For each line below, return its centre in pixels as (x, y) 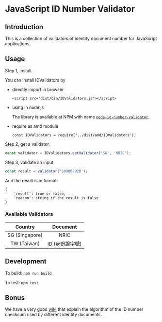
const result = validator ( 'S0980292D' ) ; (47, 171)
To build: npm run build (28, 273)
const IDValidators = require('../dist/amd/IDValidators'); (74, 135)
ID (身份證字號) (65, 244)
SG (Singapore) (25, 235)
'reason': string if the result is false (56, 198)
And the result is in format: (32, 180)
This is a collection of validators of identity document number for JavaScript (81, 38)
